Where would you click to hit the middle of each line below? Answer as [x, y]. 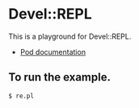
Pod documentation [53, 52]
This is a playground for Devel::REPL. [70, 36]
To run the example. [60, 77]
